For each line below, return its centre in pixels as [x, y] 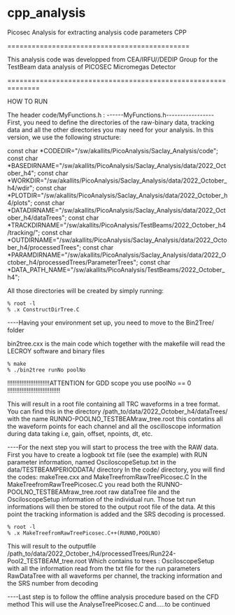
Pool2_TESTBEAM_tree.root [47, 560]
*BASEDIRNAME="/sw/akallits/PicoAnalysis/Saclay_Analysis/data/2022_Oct [117, 165]
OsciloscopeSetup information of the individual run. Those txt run [101, 499]
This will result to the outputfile [52, 546]
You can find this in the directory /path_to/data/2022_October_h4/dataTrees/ [117, 411]
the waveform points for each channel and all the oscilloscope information [114, 426]
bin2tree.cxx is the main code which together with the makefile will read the [116, 344]
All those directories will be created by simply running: [86, 290]
